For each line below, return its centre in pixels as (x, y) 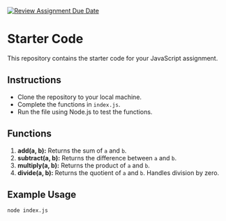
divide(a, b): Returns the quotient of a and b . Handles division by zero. (118, 173)
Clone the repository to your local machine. (79, 97)
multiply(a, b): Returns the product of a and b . (83, 165)
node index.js (28, 211)
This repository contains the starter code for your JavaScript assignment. (113, 58)
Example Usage (42, 194)
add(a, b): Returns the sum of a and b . (72, 151)
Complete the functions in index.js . (69, 104)
